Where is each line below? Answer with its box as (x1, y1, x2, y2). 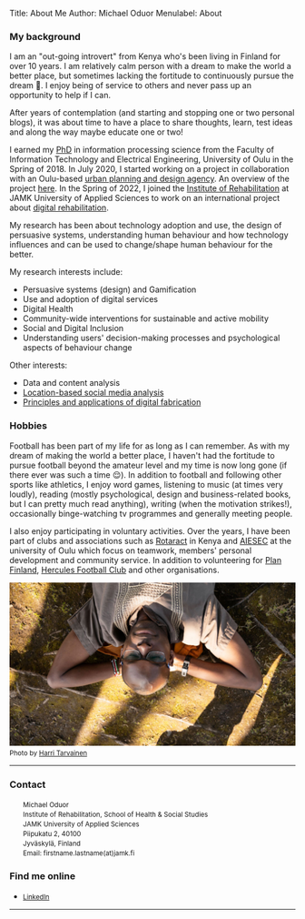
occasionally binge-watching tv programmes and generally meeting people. (9, 508, 293, 519)
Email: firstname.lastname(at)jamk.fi (22, 849, 135, 858)
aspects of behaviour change (22, 342, 133, 353)
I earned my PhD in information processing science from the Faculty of (9, 145, 275, 156)
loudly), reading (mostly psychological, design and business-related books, (9, 489, 291, 500)
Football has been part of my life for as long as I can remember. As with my (9, 440, 290, 451)
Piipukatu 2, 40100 (22, 830, 82, 839)
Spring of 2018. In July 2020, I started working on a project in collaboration (9, 164, 290, 175)
